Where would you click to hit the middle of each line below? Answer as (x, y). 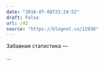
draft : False (23, 18)
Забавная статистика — (37, 46)
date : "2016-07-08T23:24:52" (43, 12)
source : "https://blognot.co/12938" (52, 29)
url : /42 (17, 23)
